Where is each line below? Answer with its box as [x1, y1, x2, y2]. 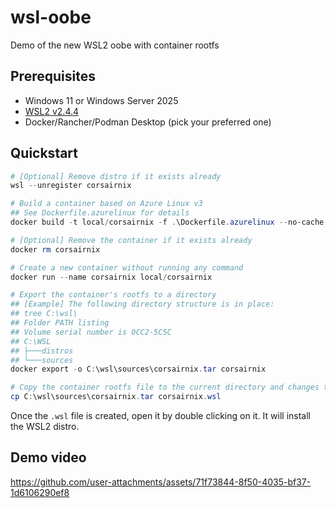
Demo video [10, 449, 87, 466]
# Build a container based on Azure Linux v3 [10, 199, 203, 209]
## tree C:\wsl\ [10, 309, 78, 319]
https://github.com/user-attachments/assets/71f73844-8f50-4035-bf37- [10, 476, 312, 488]
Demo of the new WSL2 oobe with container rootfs [10, 39, 220, 51]
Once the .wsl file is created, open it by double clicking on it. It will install [10, 410, 311, 422]
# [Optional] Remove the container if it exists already [10, 235, 253, 245]
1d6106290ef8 [10, 486, 70, 498]
